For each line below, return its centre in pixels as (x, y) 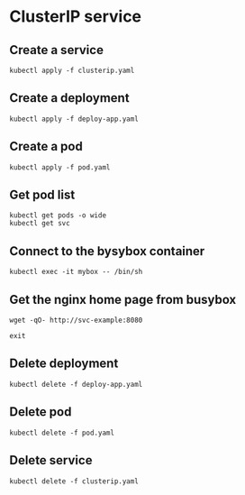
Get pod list (42, 195)
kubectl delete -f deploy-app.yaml (76, 384)
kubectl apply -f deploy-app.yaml (74, 119)
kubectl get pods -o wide (58, 215)
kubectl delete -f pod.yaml (62, 433)
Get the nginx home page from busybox (123, 299)
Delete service (51, 460)
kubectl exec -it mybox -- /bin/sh (76, 272)
